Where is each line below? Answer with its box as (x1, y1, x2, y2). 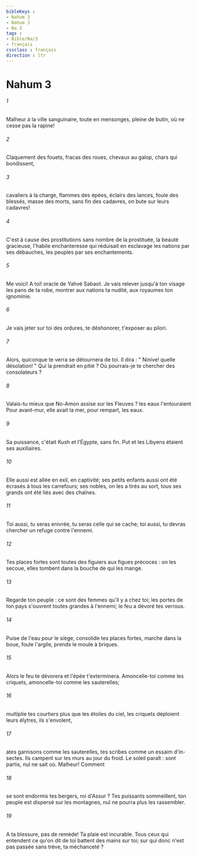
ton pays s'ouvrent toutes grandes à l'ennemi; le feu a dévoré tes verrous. (6, 603, 185, 610)
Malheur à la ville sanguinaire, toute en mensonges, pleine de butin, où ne (6, 116, 185, 123)
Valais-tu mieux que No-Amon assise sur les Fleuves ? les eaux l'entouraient (6, 400, 192, 407)
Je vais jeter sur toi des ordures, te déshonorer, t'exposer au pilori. (6, 324, 168, 331)
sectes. (6, 755, 24, 762)
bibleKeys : (6, 8, 35, 15)
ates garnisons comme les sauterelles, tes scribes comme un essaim (6, 748, 173, 755)
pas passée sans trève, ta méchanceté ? (6, 843, 104, 850)
